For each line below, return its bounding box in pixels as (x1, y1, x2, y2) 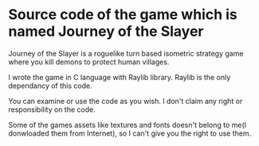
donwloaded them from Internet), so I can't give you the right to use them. (8, 129, 252, 138)
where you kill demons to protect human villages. (8, 57, 170, 67)
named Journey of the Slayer (8, 22, 205, 40)
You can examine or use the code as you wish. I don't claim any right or (8, 96, 243, 106)
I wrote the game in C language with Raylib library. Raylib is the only (8, 72, 231, 82)
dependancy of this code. (8, 81, 93, 90)
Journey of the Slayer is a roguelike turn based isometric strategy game (8, 48, 244, 58)
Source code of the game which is (8, 6, 237, 24)
